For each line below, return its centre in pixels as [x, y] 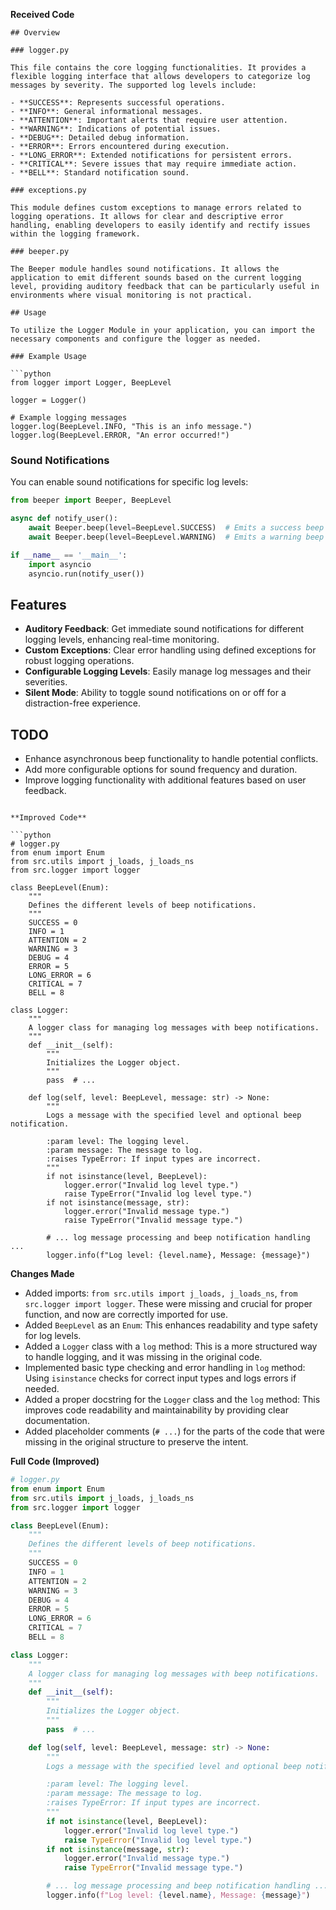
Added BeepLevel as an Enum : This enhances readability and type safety [171, 1325]
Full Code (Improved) [55, 1461]
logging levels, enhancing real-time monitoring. [122, 640]
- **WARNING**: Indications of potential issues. [116, 129]
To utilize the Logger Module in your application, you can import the [162, 330]
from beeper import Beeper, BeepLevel [91, 500]
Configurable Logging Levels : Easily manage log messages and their [168, 671]
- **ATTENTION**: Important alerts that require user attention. [149, 120]
